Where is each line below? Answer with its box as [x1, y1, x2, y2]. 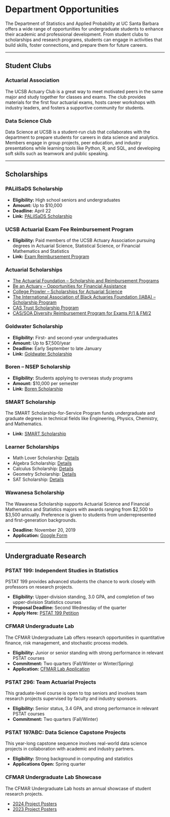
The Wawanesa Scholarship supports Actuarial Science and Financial [5, 501, 150, 507]
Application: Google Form [12, 532, 67, 538]
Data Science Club [5, 117, 52, 124]
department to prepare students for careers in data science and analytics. [5, 134, 159, 140]
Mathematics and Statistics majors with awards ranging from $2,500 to [5, 506, 153, 512]
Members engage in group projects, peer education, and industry [5, 139, 142, 145]
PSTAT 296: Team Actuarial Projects [5, 678, 96, 685]
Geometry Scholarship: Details [12, 471, 76, 477]
